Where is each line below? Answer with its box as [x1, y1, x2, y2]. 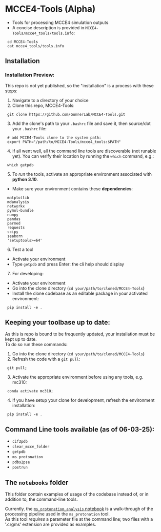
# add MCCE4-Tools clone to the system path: [7, 135, 101, 140]
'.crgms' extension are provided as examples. [5, 521, 97, 528]
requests [7, 225, 25, 230]
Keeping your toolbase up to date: [5, 318, 111, 327]
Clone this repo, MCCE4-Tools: [12, 102, 75, 108]
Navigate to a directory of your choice [12, 97, 89, 103]
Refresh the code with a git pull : [12, 356, 80, 362]
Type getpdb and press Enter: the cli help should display [12, 261, 124, 267]
